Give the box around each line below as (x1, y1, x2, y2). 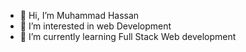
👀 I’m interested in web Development (19, 20, 172, 32)
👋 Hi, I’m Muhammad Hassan (19, 10, 140, 21)
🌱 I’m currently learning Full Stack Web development (19, 31, 237, 42)
